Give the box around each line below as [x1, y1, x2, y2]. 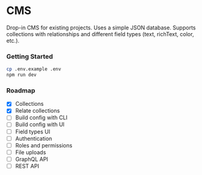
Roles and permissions [15, 141, 73, 149]
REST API [15, 162, 40, 169]
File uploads [15, 148, 46, 156]
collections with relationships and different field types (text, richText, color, [6, 30, 194, 37]
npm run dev [6, 72, 37, 78]
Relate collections [15, 107, 60, 114]
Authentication [15, 135, 52, 142]
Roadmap [6, 86, 35, 95]
